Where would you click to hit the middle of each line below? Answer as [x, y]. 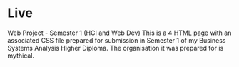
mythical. [21, 56]
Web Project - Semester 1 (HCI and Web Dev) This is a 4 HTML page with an [119, 33]
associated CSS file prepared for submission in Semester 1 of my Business [117, 40]
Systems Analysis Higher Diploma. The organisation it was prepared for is [116, 48]
